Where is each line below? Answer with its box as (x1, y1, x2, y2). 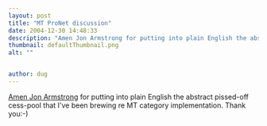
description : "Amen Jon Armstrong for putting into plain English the (8, 33, 247, 42)
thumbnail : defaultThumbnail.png (8, 41, 119, 49)
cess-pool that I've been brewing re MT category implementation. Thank (8, 100, 246, 110)
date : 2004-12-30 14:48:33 (8, 26, 98, 34)
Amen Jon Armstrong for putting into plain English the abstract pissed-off (8, 92, 249, 101)
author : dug (8, 70, 48, 78)
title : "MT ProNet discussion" (8, 19, 112, 27)
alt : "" (8, 49, 34, 57)
